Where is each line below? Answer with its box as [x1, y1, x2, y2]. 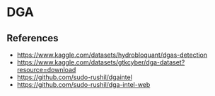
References [6, 32, 59, 44]
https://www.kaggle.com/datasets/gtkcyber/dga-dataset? [16, 58, 185, 67]
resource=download [16, 66, 76, 74]
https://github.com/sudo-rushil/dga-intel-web [16, 81, 151, 88]
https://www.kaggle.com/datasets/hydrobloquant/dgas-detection [16, 50, 208, 59]
